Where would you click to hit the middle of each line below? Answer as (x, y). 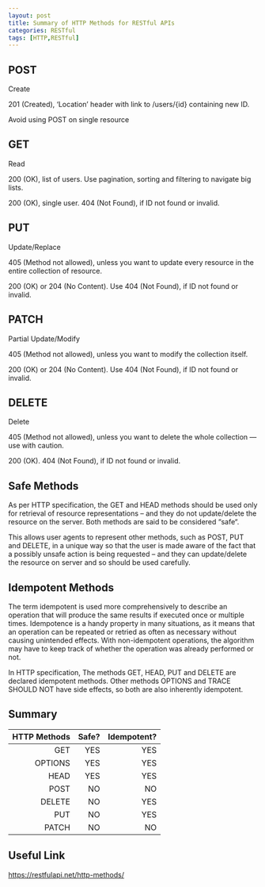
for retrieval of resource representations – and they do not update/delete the (132, 513)
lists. (16, 187)
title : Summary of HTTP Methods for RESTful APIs (92, 23)
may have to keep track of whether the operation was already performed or (131, 648)
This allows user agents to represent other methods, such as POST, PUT (126, 537)
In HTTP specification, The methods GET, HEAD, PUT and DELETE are (122, 672)
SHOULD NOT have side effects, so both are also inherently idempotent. (126, 689)
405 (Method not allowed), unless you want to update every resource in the (131, 262)
